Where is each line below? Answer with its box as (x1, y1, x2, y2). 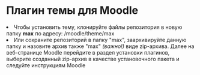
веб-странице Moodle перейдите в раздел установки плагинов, (6, 49, 170, 56)
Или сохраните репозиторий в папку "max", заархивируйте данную (14, 36, 187, 43)
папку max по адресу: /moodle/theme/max (6, 29, 115, 37)
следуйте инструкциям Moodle (6, 61, 86, 69)
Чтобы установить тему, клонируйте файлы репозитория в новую (14, 23, 183, 31)
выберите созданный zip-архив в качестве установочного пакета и (6, 55, 180, 62)
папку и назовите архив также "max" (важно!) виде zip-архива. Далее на (6, 43, 195, 50)
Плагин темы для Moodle (6, 4, 139, 17)
